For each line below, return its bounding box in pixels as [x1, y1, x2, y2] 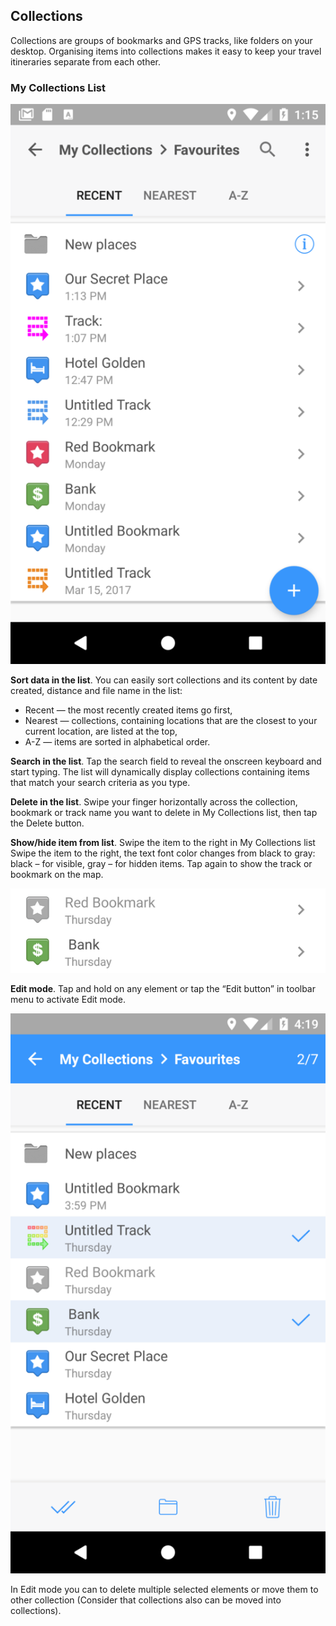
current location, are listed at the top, [24, 725, 178, 738]
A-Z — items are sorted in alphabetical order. [24, 736, 211, 748]
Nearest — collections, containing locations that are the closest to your [24, 715, 318, 727]
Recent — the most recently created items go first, [24, 704, 233, 716]
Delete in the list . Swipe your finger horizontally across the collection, [10, 796, 298, 808]
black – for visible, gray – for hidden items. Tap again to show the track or [10, 858, 313, 870]
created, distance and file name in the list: [10, 685, 183, 697]
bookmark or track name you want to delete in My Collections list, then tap [10, 807, 318, 819]
